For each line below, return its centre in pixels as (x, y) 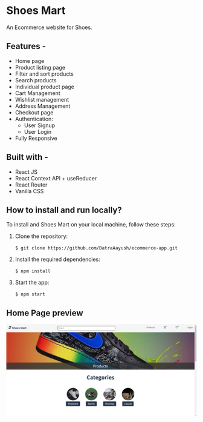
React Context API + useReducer (56, 178)
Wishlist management (42, 99)
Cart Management (37, 93)
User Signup (40, 125)
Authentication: (34, 119)
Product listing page (40, 67)
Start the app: (32, 283)
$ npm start (30, 294)
